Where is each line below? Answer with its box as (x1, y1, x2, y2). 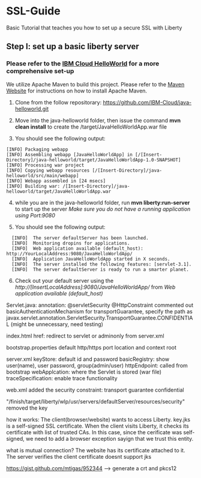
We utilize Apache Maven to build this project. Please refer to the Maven (6, 80, 185, 88)
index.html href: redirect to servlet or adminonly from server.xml (6, 332, 164, 339)
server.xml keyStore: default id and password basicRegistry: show (6, 355, 170, 363)
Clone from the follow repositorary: (14, 98, 102, 106)
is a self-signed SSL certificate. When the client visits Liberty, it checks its (6, 422, 189, 429)
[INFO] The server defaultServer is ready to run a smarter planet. (11, 266, 189, 273)
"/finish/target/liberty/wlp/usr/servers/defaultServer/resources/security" (6, 398, 185, 405)
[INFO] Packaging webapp (6, 146, 68, 153)
